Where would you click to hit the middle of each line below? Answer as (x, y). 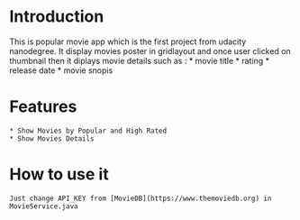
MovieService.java (44, 206)
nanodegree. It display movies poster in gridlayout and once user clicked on (150, 50)
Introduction (57, 17)
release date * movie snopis (61, 70)
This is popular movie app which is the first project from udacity (128, 41)
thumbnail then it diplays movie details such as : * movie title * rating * (140, 60)
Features (43, 107)
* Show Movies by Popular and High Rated (88, 131)
